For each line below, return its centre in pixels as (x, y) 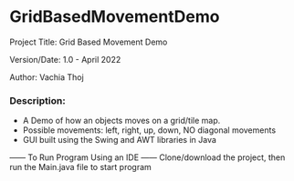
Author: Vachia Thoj (47, 77)
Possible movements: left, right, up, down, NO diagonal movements (149, 130)
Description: (37, 100)
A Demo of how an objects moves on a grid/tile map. (121, 121)
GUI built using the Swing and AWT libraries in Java (120, 140)
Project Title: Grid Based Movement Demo (89, 42)
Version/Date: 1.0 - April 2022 (65, 59)
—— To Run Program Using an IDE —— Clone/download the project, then (147, 157)
